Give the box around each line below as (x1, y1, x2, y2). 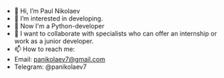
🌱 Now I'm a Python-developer (14, 22, 105, 30)
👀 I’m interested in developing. (14, 14, 103, 23)
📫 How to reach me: (14, 45, 75, 53)
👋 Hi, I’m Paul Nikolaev (14, 7, 80, 15)
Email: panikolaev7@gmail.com (14, 55, 105, 63)
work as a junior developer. (14, 37, 94, 45)
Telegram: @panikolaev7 (14, 62, 87, 71)
